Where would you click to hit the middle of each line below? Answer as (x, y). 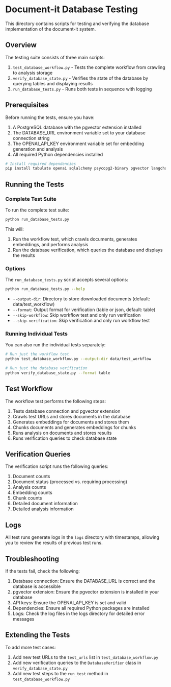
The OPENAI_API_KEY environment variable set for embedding (78, 144)
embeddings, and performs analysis (50, 244)
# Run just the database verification (46, 368)
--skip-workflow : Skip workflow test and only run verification (77, 315)
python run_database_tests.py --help (45, 289)
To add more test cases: (31, 647)
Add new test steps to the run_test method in (60, 673)
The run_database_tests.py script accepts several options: (67, 280)
